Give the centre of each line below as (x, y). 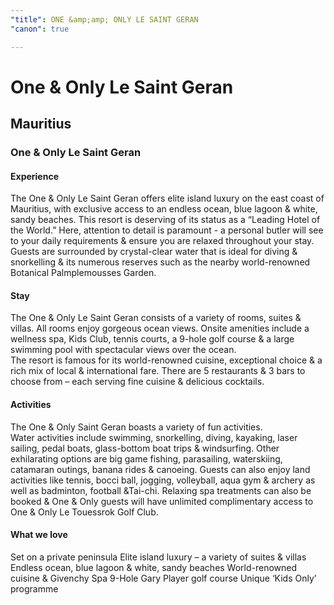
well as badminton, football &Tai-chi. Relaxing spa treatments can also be (161, 490)
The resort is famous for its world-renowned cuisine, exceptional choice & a (166, 360)
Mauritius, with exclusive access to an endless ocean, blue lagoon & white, (164, 209)
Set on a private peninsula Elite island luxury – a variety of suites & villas (158, 557)
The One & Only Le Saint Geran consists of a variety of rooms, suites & (156, 318)
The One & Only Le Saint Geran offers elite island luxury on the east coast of (167, 198)
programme (34, 588)
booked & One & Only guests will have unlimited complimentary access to (162, 501)
